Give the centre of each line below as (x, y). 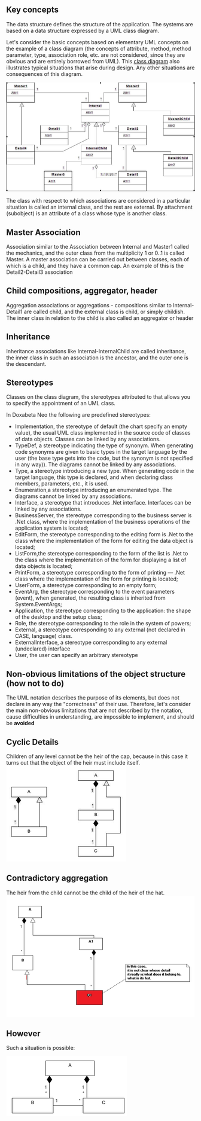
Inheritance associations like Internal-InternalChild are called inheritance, (96, 351)
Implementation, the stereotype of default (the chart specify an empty (101, 426)
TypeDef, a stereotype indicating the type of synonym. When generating (104, 445)
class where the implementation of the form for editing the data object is (104, 541)
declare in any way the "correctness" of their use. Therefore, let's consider (99, 704)
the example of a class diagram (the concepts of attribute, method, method (99, 48)
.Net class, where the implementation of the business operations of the (102, 522)
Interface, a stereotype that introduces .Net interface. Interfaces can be (103, 503)
